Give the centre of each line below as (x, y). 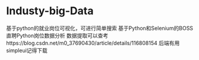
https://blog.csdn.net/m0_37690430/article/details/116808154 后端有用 (93, 43)
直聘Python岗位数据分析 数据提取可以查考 (57, 35)
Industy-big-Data (50, 11)
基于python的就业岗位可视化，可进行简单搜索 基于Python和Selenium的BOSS (100, 28)
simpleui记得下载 (27, 50)
